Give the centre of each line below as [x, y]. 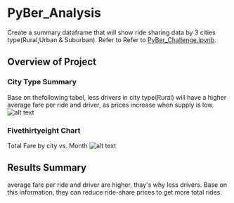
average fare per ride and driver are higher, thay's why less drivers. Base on [117, 185]
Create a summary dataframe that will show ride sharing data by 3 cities [111, 32]
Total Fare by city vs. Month [47, 145]
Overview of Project [52, 62]
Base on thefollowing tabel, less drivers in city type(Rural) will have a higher [117, 97]
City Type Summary [42, 82]
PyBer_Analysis [54, 13]
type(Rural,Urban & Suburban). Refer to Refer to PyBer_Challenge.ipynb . [112, 39]
